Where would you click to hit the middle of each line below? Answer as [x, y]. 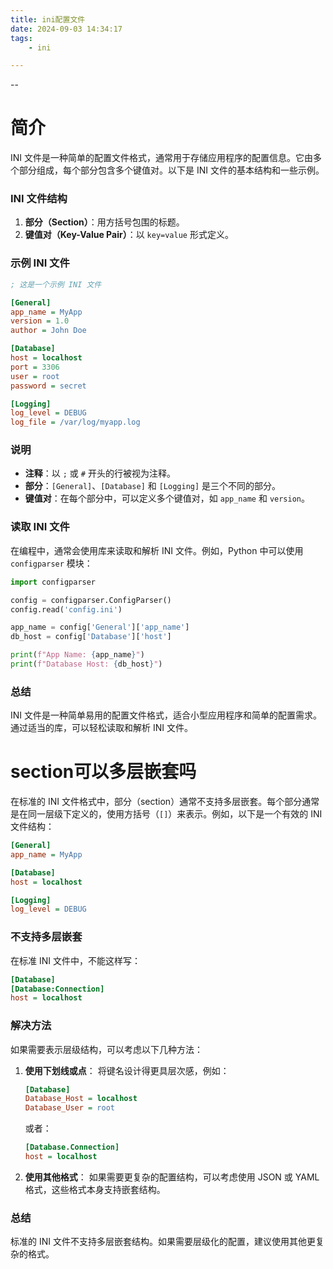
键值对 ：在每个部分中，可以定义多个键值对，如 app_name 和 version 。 [167, 498]
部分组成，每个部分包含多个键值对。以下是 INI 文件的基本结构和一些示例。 [171, 170]
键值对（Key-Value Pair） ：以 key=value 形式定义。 [129, 235]
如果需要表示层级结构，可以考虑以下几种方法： [106, 1049]
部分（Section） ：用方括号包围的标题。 [104, 222]
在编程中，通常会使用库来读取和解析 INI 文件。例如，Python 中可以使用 [157, 550]
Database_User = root [69, 1108]
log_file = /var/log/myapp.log [75, 422]
